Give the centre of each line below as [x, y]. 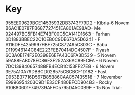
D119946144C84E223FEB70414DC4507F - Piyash [57, 50]
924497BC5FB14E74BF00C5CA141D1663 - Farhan [58, 34]
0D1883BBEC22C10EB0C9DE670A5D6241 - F [53, 39]
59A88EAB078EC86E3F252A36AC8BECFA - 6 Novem [61, 60]
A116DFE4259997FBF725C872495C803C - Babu [56, 44]
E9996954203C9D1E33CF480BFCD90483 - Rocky [59, 82]
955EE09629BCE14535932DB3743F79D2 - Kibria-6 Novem [67, 23]
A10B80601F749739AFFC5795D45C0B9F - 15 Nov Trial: [64, 87]
